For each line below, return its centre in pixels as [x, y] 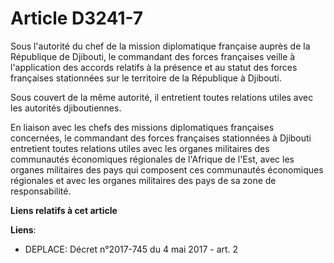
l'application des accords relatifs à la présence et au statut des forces [154, 67]
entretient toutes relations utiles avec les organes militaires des [140, 148]
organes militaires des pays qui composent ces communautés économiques [167, 169]
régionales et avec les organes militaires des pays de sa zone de [143, 180]
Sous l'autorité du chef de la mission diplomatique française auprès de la [160, 46]
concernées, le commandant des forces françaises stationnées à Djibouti [161, 138]
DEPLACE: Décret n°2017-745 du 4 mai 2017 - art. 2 [131, 249]
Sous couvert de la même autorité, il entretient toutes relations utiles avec [162, 97]
